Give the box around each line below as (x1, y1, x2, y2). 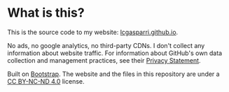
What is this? (7, 5, 85, 21)
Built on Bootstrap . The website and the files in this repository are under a (7, 70, 220, 78)
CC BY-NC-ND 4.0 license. (7, 77, 85, 85)
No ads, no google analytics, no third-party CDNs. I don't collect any (7, 41, 205, 49)
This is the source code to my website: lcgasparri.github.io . (7, 28, 179, 36)
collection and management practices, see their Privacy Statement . (7, 56, 201, 64)
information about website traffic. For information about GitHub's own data (7, 49, 223, 57)
